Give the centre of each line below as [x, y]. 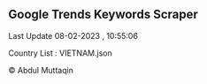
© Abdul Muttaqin [41, 70]
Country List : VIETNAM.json [60, 53]
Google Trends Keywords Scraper [103, 15]
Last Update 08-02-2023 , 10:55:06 [73, 35]
